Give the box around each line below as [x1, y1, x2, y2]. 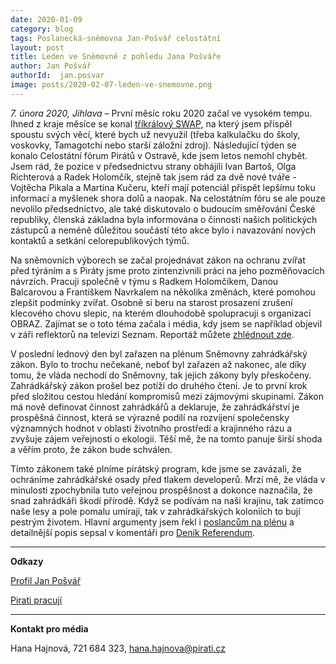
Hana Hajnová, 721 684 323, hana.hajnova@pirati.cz [10, 642, 226, 654]
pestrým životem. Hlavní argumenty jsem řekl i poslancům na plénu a [10, 516, 295, 528]
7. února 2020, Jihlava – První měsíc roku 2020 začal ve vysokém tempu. [10, 107, 313, 119]
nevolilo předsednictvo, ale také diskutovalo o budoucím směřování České [10, 202, 316, 215]
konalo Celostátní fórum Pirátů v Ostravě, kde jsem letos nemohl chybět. [10, 149, 308, 161]
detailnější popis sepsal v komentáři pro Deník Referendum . [10, 526, 256, 538]
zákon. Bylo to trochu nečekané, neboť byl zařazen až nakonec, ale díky [10, 358, 307, 370]
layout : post [10, 42, 65, 53]
